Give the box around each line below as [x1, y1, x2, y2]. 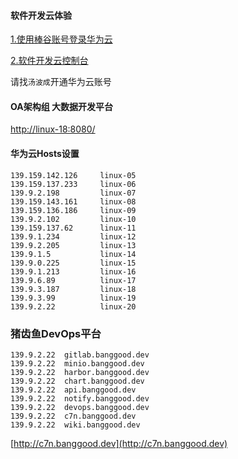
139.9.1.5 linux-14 [10, 249, 137, 259]
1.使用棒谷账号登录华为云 [10, 33, 113, 45]
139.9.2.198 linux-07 [10, 188, 137, 198]
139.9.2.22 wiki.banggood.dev [10, 420, 141, 430]
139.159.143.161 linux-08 [10, 196, 137, 207]
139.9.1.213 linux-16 [10, 266, 137, 277]
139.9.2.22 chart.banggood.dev [10, 376, 145, 386]
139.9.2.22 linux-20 [10, 301, 137, 312]
